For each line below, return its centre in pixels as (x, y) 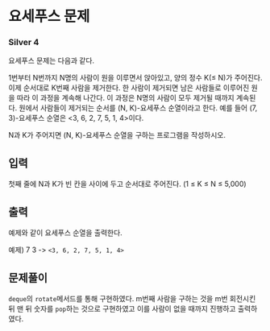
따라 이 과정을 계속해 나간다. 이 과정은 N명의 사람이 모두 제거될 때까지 (126, 98)
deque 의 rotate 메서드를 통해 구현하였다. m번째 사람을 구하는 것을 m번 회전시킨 (132, 298)
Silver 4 (24, 43)
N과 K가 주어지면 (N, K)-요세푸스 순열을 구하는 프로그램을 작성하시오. (117, 135)
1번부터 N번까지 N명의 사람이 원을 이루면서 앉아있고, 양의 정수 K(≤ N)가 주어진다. (135, 78)
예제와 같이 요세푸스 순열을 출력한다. (65, 233)
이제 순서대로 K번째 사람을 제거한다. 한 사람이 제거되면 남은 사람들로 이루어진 (129, 88)
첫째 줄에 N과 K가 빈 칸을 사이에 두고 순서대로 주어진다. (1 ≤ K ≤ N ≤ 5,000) (128, 184)
